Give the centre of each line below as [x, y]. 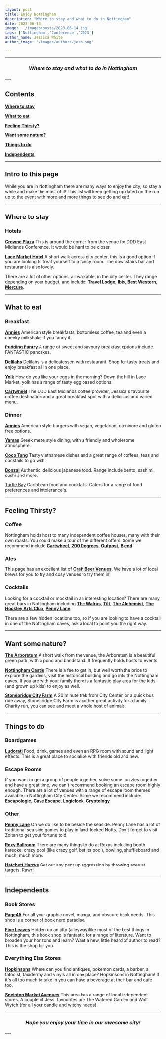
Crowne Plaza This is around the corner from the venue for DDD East [76, 242]
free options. [18, 431]
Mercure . [15, 287]
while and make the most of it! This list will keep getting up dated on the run [82, 191]
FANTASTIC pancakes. [28, 352]
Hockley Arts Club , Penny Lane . [38, 608]
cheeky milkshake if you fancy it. [39, 338]
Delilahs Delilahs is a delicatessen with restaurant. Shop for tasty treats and [82, 362]
